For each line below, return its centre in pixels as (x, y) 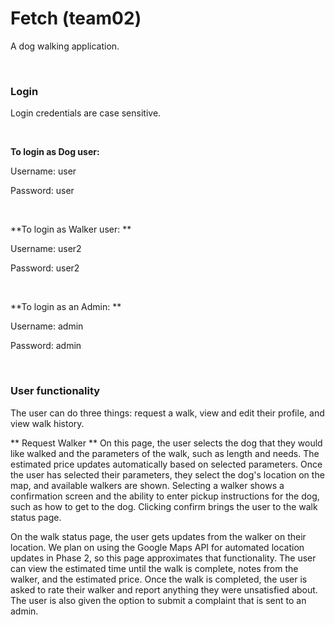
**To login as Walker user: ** (71, 229)
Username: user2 (46, 249)
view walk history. (47, 423)
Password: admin (46, 346)
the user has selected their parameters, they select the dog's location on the (167, 474)
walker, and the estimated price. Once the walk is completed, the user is (159, 579)
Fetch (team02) (76, 18)
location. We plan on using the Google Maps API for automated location (157, 547)
